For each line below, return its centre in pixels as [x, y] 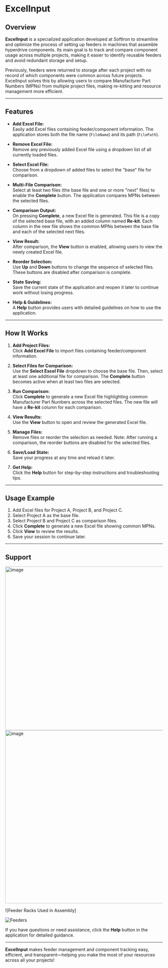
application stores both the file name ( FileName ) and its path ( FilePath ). [86, 134]
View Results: [27, 417]
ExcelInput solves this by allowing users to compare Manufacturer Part [78, 81]
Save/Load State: [31, 452]
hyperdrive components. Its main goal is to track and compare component [81, 50]
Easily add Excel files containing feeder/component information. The [83, 129]
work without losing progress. [43, 292]
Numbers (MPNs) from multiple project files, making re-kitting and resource [83, 86]
